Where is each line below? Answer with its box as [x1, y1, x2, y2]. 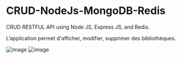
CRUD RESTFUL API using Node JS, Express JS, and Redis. [6, 23, 150, 30]
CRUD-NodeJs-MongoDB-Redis [6, 4, 166, 18]
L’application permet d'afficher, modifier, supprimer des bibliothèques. [6, 34, 176, 41]
